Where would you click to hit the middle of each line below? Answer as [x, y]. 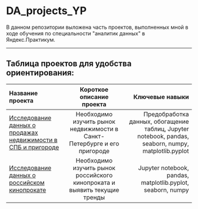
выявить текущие [94, 190]
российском [27, 183]
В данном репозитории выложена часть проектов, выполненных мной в [97, 27]
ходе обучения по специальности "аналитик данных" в [76, 33]
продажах [24, 132]
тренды [94, 197]
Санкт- [94, 136]
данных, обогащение [159, 121]
